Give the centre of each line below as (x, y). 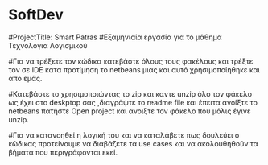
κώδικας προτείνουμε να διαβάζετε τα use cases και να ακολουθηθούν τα (134, 143)
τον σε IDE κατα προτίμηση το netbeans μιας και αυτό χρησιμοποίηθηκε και (134, 69)
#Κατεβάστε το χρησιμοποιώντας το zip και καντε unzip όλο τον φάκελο (130, 93)
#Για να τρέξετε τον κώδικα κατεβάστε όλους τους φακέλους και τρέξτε (131, 61)
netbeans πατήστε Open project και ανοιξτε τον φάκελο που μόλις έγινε (130, 111)
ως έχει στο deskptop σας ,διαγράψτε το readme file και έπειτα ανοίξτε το (133, 102)
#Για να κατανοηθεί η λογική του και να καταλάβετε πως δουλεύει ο (124, 135)
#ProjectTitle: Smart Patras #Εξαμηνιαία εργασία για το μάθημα (115, 37)
